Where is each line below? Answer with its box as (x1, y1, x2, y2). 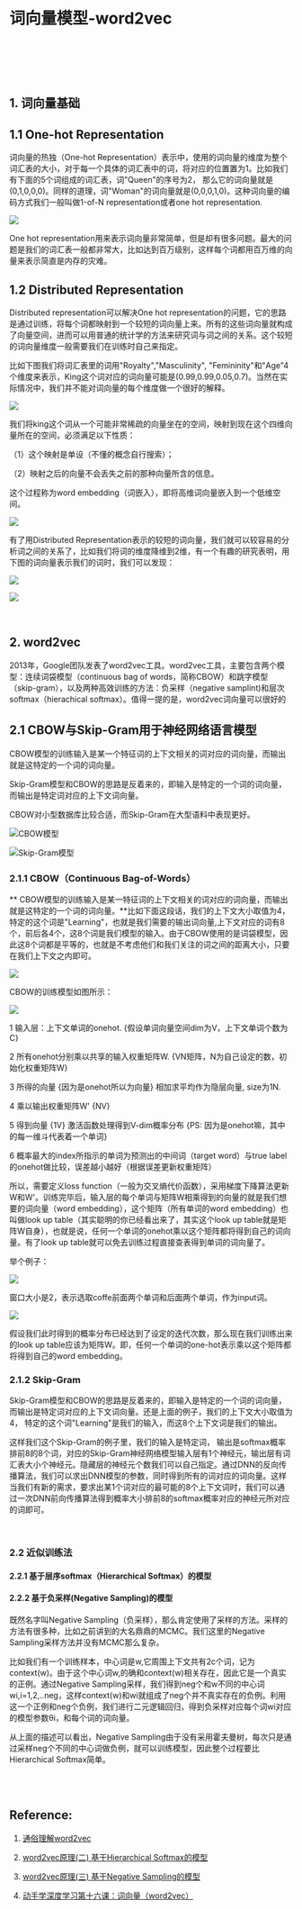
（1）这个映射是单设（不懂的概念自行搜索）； (9, 448, 174, 459)
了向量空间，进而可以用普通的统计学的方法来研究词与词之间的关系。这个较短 (9, 330, 293, 340)
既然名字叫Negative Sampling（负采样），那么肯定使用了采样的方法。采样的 (9, 1614, 289, 1625)
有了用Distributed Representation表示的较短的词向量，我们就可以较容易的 (9, 534, 281, 545)
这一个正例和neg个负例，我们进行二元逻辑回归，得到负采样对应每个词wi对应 (9, 1701, 292, 1712)
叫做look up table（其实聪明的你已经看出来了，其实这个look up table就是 (9, 1214, 279, 1225)
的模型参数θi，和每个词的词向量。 (9, 1712, 135, 1723)
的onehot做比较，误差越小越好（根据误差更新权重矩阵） (9, 1161, 218, 1172)
